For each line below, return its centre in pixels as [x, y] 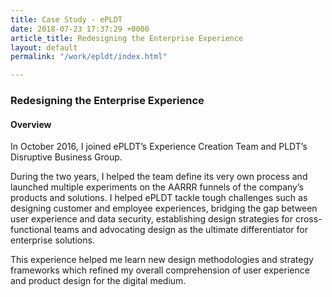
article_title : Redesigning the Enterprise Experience [127, 38]
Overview [31, 124]
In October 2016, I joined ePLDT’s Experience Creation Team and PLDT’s [159, 147]
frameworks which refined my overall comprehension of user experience [160, 270]
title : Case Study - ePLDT [66, 19]
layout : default [44, 47]
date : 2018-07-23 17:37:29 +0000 [80, 29]
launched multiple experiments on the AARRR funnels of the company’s [157, 187]
